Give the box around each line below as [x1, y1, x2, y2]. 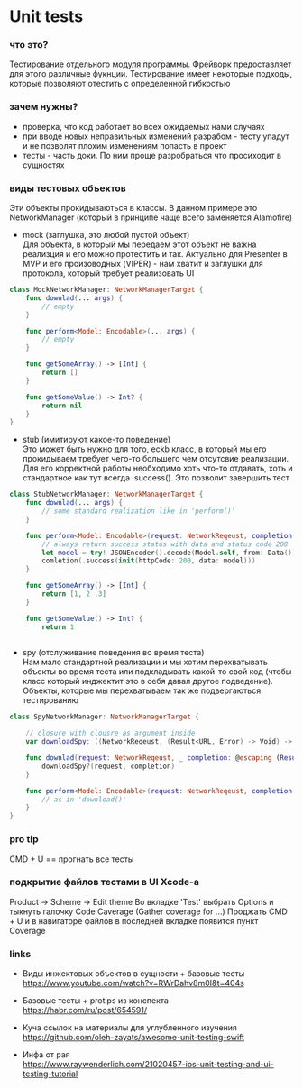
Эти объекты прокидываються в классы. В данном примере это [9, 203, 258, 214]
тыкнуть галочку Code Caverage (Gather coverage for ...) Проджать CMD [9, 906, 289, 917]
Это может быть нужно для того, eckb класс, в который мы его [22, 443, 267, 454]
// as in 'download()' [41, 795, 127, 804]
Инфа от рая [22, 1049, 70, 1060]
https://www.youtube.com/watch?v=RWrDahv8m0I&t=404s [22, 978, 245, 989]
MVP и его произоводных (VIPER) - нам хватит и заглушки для [22, 259, 263, 270]
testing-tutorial [22, 1068, 78, 1079]
